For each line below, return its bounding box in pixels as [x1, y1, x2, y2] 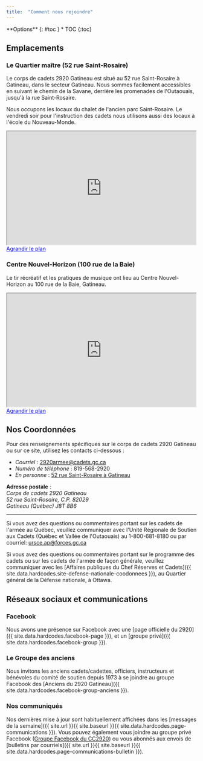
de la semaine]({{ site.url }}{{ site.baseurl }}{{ [6, 722, 120, 729]
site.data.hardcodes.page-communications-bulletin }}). [6, 748, 144, 755]
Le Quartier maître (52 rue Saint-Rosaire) [6, 61, 129, 70]
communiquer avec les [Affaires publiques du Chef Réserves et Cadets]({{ [6, 563, 192, 571]
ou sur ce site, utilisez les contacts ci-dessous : [6, 447, 125, 454]
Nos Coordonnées [6, 424, 76, 435]
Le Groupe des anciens [6, 654, 76, 662]
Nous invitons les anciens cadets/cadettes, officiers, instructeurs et [6, 667, 174, 675]
